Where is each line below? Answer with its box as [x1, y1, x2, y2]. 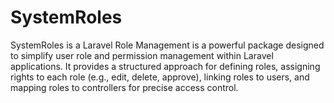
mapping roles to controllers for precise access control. [10, 81, 239, 93]
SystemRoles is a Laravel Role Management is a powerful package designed [10, 39, 325, 51]
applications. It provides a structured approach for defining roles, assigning [10, 60, 321, 72]
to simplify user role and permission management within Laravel [10, 49, 274, 61]
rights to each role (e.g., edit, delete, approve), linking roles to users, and [10, 71, 310, 83]
